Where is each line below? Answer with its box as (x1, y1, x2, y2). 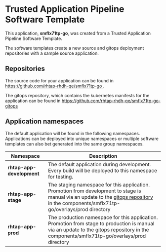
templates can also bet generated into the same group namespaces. (5, 141, 144, 146)
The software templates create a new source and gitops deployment (5, 45, 144, 51)
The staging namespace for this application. (48, 181, 150, 188)
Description (89, 152, 118, 159)
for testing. (48, 173, 73, 180)
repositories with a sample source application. (5, 50, 99, 56)
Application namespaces (5, 117, 84, 126)
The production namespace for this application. (48, 214, 158, 220)
